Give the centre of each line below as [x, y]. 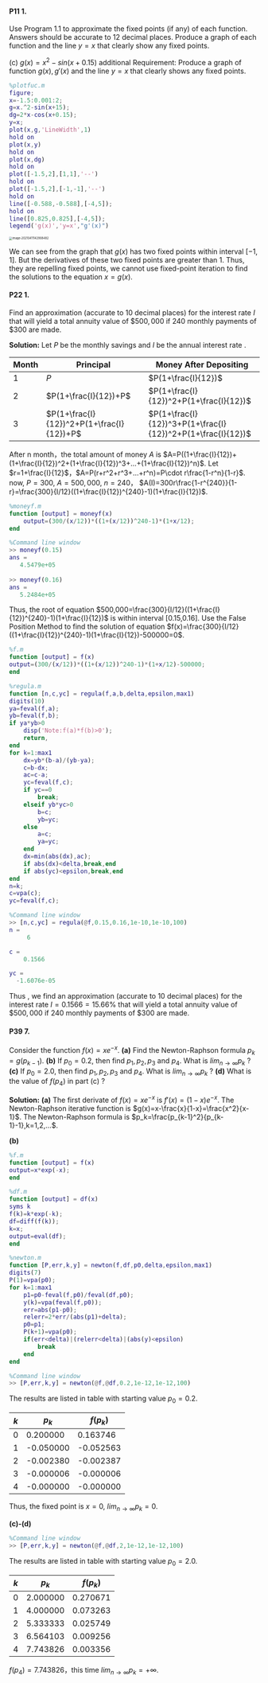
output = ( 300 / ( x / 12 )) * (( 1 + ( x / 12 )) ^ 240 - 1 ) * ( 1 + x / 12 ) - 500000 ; [107, 664]
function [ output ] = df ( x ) [54, 1199]
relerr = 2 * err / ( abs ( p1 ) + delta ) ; [75, 1317]
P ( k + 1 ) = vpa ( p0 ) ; [50, 1332]
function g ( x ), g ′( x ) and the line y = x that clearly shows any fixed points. [128, 71]
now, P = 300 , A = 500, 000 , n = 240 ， [73, 482]
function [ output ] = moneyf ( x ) [61, 513]
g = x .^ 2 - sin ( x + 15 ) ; [39, 107]
